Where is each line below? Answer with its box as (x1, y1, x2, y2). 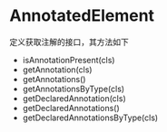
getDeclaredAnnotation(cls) (22, 92, 126, 104)
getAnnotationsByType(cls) (22, 83, 125, 94)
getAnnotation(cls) (22, 64, 93, 75)
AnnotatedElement (9, 5, 155, 26)
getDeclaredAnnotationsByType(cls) (22, 112, 159, 123)
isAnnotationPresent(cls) (22, 54, 115, 65)
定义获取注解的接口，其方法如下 (9, 36, 129, 47)
